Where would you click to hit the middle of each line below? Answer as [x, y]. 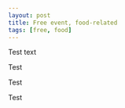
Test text [22, 52]
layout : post [29, 15]
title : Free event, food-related [63, 23]
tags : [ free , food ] [40, 30]
